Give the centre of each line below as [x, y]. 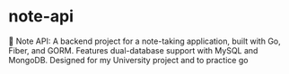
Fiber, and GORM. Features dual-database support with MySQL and [133, 50]
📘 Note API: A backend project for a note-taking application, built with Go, [145, 41]
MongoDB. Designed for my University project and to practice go [128, 60]
